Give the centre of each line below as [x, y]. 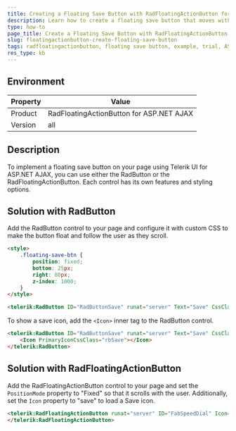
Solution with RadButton [61, 211]
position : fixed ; [58, 262]
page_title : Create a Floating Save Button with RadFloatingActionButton [118, 33]
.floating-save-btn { [51, 255]
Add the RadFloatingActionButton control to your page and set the [103, 385]
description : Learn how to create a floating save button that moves [111, 20]
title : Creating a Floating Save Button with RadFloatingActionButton [113, 14]
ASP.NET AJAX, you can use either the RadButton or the [88, 174]
